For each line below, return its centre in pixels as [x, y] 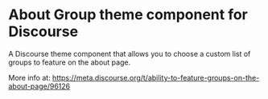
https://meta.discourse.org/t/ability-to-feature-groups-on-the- [156, 77]
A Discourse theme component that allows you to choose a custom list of [130, 53]
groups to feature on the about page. [70, 62]
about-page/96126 [39, 86]
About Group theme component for [128, 15]
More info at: [29, 77]
